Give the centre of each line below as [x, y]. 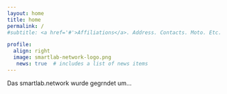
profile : [19, 45]
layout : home [26, 13]
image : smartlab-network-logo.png [62, 58]
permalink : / [26, 26]
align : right [32, 51]
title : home [24, 20]
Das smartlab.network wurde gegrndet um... [69, 83]
